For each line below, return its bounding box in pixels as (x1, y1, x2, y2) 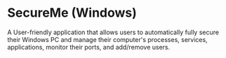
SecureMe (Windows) (7, 5, 137, 21)
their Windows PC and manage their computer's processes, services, (7, 35, 208, 43)
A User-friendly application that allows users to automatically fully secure (7, 28, 220, 36)
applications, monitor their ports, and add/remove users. (7, 43, 171, 51)
